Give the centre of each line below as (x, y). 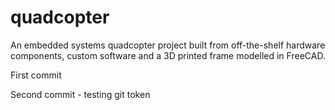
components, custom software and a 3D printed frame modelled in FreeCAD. (168, 55)
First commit (36, 75)
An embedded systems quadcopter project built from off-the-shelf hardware (168, 45)
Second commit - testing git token (80, 94)
